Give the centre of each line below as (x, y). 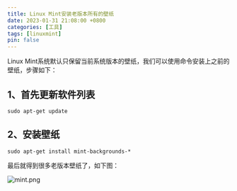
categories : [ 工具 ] (35, 27)
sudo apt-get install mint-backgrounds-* (69, 151)
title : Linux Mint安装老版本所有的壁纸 (61, 14)
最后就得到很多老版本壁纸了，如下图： (63, 165)
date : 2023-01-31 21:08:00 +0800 (57, 21)
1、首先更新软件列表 (51, 94)
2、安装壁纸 (34, 135)
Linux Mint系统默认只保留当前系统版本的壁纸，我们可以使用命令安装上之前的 (118, 62)
